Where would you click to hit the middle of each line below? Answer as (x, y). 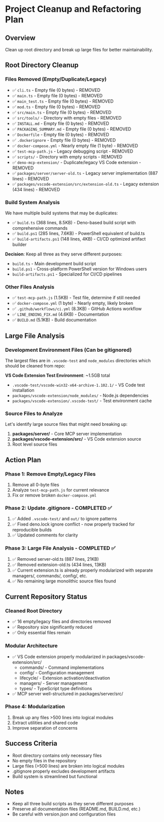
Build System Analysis (33, 202)
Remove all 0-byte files (36, 485)
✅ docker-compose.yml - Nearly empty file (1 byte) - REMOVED (75, 145)
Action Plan (23, 460)
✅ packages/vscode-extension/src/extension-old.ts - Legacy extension (85, 184)
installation (23, 390)
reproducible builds (32, 530)
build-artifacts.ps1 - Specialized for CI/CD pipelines (67, 274)
